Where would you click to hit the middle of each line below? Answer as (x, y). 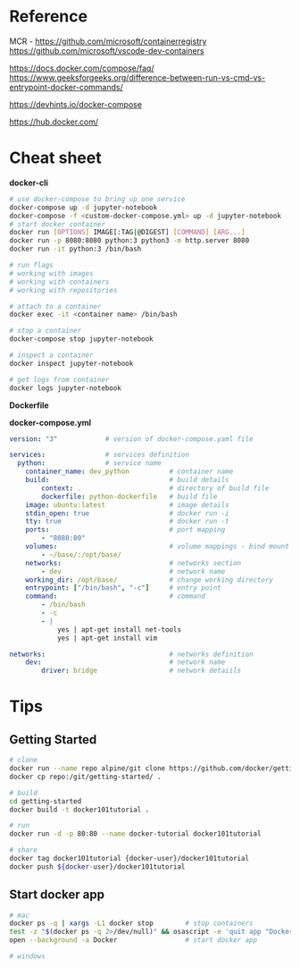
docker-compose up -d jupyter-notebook (83, 208)
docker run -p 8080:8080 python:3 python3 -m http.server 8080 (129, 241)
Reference (48, 17)
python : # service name (90, 463)
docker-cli (29, 183)
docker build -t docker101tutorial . (79, 810)
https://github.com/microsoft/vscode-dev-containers (107, 50)
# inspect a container (51, 355)
